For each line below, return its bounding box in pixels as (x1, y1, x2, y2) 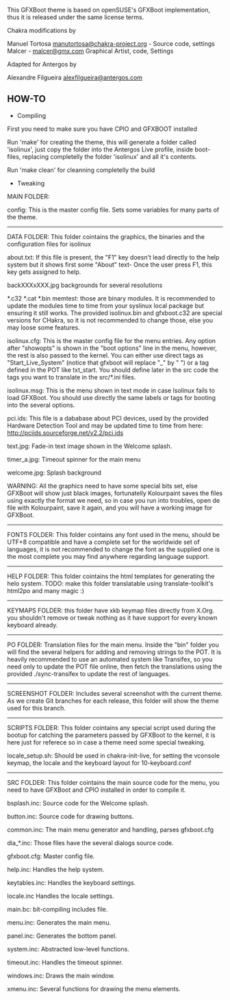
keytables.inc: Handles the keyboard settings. (7, 878, 136, 886)
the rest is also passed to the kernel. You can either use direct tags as (7, 351, 204, 359)
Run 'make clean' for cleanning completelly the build (7, 166, 155, 174)
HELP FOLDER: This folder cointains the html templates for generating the (7, 572, 215, 580)
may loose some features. (7, 323, 80, 332)
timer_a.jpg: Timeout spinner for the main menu (7, 455, 141, 463)
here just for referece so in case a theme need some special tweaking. (7, 738, 206, 746)
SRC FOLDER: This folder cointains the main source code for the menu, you (7, 778, 220, 786)
